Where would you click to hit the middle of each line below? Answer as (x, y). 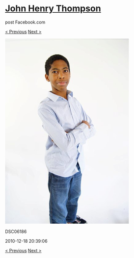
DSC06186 (16, 232)
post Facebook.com (25, 22)
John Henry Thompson (53, 9)
